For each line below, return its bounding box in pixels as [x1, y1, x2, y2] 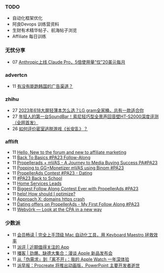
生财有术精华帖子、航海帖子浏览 [12, 27, 77, 33]
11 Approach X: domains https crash [12, 196, 85, 202]
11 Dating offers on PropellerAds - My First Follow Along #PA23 [12, 202, 140, 207]
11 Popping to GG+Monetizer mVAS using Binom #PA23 [12, 165, 124, 171]
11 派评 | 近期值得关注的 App [12, 244, 70, 250]
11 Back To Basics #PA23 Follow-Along [12, 155, 91, 160]
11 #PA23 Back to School [12, 175, 62, 182]
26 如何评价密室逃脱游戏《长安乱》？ [12, 126, 88, 132]
